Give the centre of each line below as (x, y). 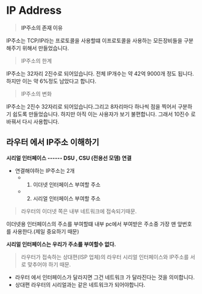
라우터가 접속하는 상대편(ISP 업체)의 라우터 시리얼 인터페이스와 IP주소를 (105, 257)
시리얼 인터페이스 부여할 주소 (67, 198)
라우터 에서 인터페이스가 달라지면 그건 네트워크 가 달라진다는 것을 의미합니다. (105, 277)
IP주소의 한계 (36, 61)
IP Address (34, 10)
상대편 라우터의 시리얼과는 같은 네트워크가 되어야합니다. (80, 284)
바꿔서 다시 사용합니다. (33, 121)
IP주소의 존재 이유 (42, 28)
